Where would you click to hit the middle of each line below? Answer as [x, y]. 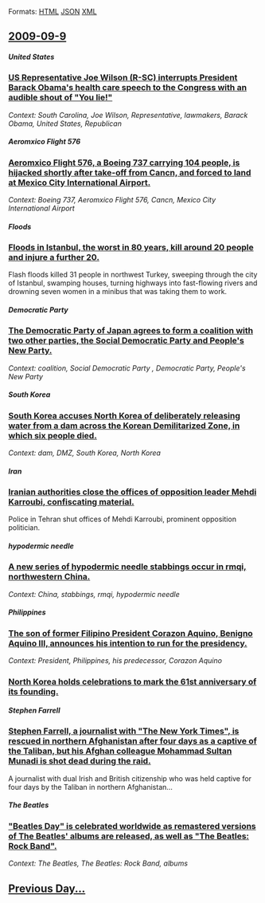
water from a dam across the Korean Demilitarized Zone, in [124, 426]
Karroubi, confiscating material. [71, 502]
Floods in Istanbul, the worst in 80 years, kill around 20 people [131, 248]
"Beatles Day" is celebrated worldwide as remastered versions [132, 826]
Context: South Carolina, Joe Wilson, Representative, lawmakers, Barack [128, 115]
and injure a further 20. [54, 257]
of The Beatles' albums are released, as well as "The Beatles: [129, 836]
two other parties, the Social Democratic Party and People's [126, 340]
